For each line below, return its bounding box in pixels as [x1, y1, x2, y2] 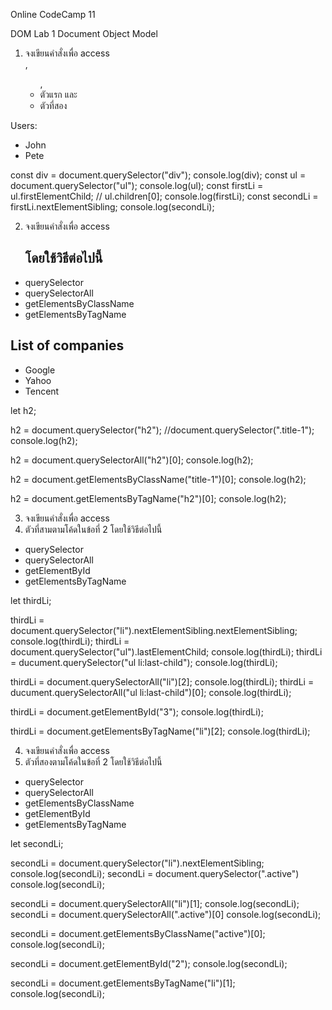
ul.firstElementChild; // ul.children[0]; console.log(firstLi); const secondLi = [10, 190, 319, 202]
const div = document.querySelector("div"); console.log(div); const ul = [10, 169, 307, 181]
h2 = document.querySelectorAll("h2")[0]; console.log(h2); [10, 454, 254, 466]
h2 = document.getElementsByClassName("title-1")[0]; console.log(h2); [10, 473, 307, 485]
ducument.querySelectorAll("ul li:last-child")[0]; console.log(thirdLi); [10, 686, 292, 698]
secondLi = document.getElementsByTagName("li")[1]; [10, 977, 236, 989]
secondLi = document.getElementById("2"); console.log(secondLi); [10, 957, 288, 969]
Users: [10, 120, 38, 131]
